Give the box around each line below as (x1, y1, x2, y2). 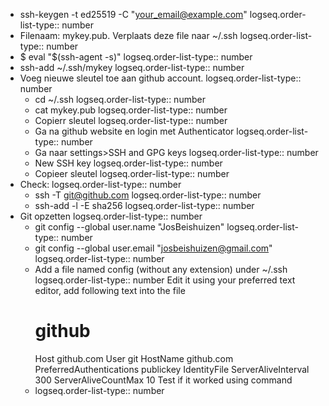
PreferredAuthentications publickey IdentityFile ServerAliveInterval (34, 363, 310, 375)
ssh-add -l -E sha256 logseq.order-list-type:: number (34, 200, 255, 211)
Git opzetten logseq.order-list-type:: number (19, 210, 203, 222)
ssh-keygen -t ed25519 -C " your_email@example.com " (19, 9, 248, 20)
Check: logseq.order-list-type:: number (19, 179, 182, 190)
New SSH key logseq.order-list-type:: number (34, 157, 223, 169)
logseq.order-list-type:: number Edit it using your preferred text (34, 274, 296, 286)
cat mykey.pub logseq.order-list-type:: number (34, 104, 228, 116)
